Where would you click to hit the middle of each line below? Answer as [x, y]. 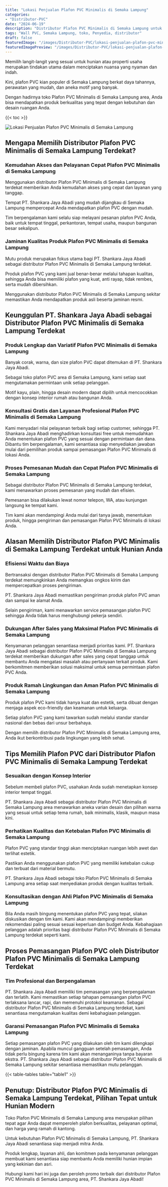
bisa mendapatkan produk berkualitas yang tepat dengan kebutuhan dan [80, 102]
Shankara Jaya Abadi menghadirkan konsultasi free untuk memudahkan [79, 433]
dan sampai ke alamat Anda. [34, 600]
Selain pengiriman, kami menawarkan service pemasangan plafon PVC [78, 610]
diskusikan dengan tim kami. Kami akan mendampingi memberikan [74, 919]
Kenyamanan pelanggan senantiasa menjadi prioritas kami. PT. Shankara [80, 645]
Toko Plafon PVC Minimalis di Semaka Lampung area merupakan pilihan [79, 1118]
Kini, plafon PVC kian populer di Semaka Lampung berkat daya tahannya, [80, 82]
